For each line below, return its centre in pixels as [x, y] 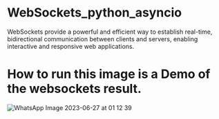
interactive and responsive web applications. [71, 46]
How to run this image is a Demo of [109, 74]
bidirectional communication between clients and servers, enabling [103, 39]
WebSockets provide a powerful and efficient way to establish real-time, [110, 32]
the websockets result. [74, 89]
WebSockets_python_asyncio [94, 13]
